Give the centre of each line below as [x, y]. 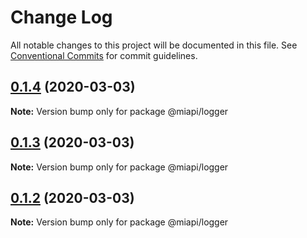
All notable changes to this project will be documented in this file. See [154, 45]
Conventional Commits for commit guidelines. [104, 55]
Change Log [61, 17]
